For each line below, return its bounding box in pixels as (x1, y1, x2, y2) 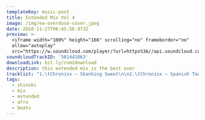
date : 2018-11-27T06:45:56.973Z (6, 25, 88, 32)
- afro (12, 99, 29, 105)
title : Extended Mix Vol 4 (6, 15, 75, 21)
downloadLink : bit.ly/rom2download (6, 59, 97, 65)
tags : (6, 76, 20, 82)
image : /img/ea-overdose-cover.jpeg (6, 20, 99, 26)
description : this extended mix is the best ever (6, 65, 135, 72)
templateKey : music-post (6, 8, 70, 15)
